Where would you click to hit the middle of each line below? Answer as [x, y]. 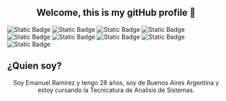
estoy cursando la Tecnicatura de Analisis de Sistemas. [116, 90]
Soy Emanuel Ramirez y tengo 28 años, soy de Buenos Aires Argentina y [116, 82]
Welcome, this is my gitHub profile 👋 [116, 13]
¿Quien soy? [35, 66]
